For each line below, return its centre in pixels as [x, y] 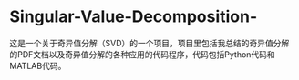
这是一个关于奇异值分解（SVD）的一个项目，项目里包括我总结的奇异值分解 [149, 43]
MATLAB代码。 [38, 65]
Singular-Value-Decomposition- [134, 17]
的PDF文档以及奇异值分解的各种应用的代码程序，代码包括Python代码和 [142, 54]
